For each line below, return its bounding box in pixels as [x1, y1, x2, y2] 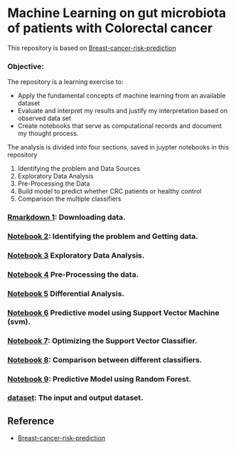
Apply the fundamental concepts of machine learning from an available [17, 91, 226, 100]
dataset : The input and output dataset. [7, 393, 144, 403]
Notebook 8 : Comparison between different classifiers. [7, 354, 203, 364]
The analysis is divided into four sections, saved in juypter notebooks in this [7, 143, 230, 152]
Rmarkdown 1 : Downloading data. [7, 212, 126, 222]
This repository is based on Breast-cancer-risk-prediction [7, 43, 176, 52]
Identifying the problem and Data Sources [17, 164, 141, 173]
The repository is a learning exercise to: [7, 78, 124, 86]
